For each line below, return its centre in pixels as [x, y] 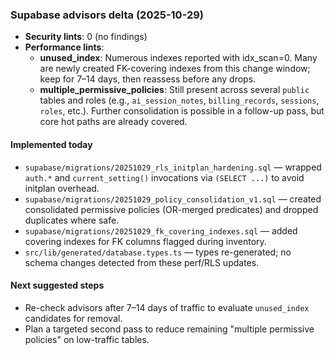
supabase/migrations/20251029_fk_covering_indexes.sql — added [161, 230]
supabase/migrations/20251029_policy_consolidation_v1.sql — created [173, 199]
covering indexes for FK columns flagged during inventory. [145, 241]
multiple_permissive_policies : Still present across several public [174, 90]
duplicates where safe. [72, 220]
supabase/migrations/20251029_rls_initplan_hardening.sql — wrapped [173, 167]
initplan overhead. [62, 188]
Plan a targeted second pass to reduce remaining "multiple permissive [169, 329]
